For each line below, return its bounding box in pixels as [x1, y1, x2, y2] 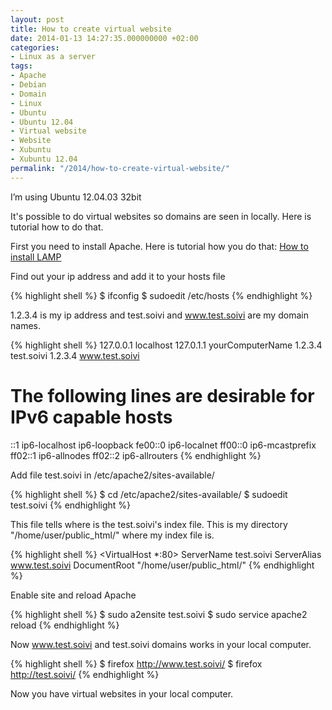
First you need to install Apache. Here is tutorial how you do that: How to [10, 240, 309, 252]
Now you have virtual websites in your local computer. [10, 687, 234, 700]
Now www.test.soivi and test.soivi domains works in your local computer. [10, 638, 312, 650]
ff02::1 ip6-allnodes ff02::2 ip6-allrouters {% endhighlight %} [10, 449, 262, 461]
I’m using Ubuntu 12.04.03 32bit [10, 191, 142, 203]
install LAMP [10, 251, 62, 263]
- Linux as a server [10, 52, 97, 62]
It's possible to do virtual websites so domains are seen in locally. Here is [10, 210, 312, 222]
